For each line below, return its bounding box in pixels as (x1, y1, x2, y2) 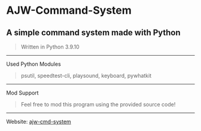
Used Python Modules (6, 60, 61, 68)
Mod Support (6, 89, 39, 96)
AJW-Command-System (6, 4, 132, 17)
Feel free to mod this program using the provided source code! (20, 101, 176, 108)
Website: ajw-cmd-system (6, 118, 72, 125)
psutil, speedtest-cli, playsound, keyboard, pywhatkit (20, 72, 152, 79)
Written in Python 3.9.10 (20, 43, 80, 50)
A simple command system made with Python (6, 28, 181, 38)
